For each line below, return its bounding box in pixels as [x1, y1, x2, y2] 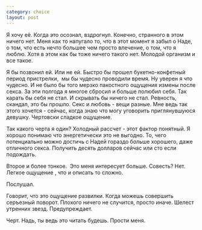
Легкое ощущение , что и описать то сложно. [6, 168, 124, 176]
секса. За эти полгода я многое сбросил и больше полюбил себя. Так [6, 88, 187, 95]
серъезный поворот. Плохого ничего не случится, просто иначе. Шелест [6, 199, 194, 206]
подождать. [6, 150, 37, 158]
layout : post [6, 14, 39, 21]
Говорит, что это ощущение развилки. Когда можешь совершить [6, 192, 174, 199]
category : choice [6, 8, 50, 15]
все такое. [6, 57, 33, 64]
